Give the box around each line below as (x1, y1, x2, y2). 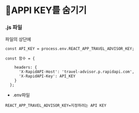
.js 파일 (5, 24, 23, 31)
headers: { (14, 65, 37, 70)
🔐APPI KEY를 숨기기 (5, 5, 87, 16)
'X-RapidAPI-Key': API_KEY (18, 74, 76, 79)
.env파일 (12, 92, 30, 98)
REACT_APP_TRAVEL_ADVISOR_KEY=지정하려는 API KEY (5, 103, 107, 108)
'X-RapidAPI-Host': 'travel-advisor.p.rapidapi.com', (18, 69, 135, 75)
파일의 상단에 (5, 36, 31, 42)
